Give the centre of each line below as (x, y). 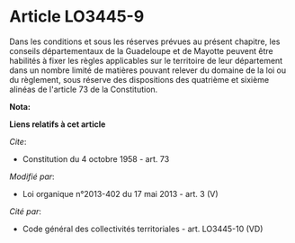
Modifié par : (32, 176)
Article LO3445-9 (77, 17)
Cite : (18, 141)
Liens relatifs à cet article (58, 124)
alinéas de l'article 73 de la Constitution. (84, 89)
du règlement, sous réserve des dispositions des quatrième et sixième (139, 79)
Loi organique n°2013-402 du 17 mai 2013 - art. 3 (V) (120, 193)
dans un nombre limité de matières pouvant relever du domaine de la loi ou (148, 70)
